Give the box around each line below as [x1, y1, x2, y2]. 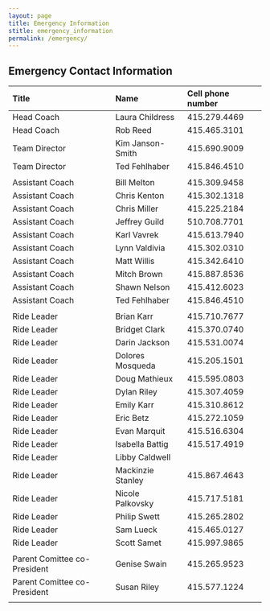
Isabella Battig [115, 439, 169, 450]
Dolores [115, 350, 145, 361]
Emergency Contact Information [8, 64, 173, 77]
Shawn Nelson [115, 282, 170, 293]
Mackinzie [115, 464, 154, 476]
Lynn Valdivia [115, 242, 166, 254]
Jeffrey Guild [115, 217, 165, 228]
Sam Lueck [115, 524, 158, 535]
